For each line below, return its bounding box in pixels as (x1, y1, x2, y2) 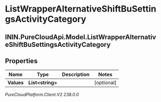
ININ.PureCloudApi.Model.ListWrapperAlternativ (5, 33, 156, 41)
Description (62, 71, 90, 78)
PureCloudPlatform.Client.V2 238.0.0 (5, 92, 79, 98)
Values (7, 79, 24, 86)
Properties (5, 57, 38, 65)
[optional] (94, 79, 117, 86)
